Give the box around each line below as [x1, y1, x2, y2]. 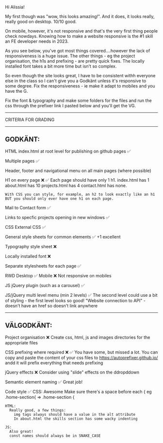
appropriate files [5, 340, 38, 345]
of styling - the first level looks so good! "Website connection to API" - [5, 297, 146, 303]
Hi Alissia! [5, 4, 25, 10]
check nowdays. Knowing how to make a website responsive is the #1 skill [5, 34, 153, 39]
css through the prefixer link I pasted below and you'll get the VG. [5, 103, 136, 108]
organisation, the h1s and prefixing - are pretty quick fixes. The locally [5, 58, 145, 64]
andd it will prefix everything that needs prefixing [5, 359, 103, 366]
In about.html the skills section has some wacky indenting [14, 416, 138, 421]
